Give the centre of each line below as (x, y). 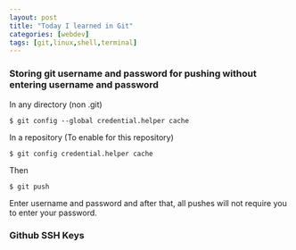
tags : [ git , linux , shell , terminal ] (74, 42)
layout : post (33, 17)
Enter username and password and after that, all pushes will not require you (148, 203)
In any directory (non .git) (56, 104)
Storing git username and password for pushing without (133, 74)
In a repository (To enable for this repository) (91, 137)
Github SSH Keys (47, 236)
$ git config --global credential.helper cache (99, 121)
